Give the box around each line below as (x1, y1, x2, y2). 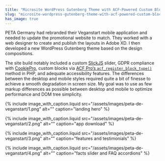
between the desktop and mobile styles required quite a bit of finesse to (5, 76, 151, 81)
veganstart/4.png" (5, 150, 43, 156)
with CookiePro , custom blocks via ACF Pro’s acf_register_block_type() (5, 65, 152, 71)
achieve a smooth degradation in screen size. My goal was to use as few (5, 81, 152, 87)
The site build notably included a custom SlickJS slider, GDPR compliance (5, 60, 155, 66)
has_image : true (5, 16, 38, 21)
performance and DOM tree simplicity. (5, 91, 82, 97)
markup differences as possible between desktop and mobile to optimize (5, 86, 153, 92)
